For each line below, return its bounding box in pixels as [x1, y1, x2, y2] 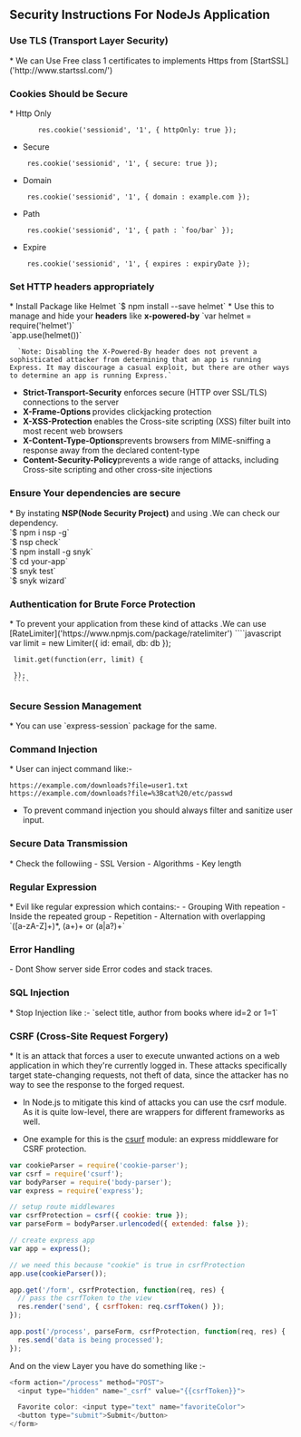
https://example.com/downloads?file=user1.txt [9, 781, 189, 790]
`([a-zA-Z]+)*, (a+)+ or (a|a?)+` [9, 921, 125, 932]
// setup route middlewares [9, 1202, 116, 1212]
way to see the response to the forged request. [9, 1079, 186, 1090]
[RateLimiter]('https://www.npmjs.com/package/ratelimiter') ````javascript [9, 628, 282, 639]
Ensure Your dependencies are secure [9, 487, 181, 500]
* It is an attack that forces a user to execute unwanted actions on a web [9, 1050, 280, 1061]
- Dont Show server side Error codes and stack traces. [9, 963, 213, 974]
